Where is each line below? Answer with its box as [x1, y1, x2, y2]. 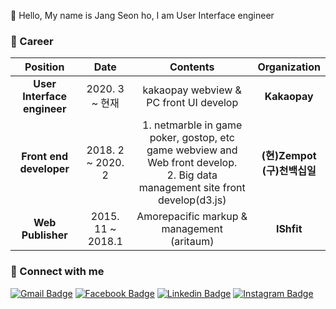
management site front [138, 181, 246, 195]
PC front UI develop [146, 96, 239, 110]
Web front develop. [147, 156, 238, 170]
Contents [169, 60, 215, 74]
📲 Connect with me [10, 265, 105, 279]
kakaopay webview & [142, 83, 242, 97]
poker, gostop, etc [149, 131, 235, 145]
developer [19, 162, 70, 176]
